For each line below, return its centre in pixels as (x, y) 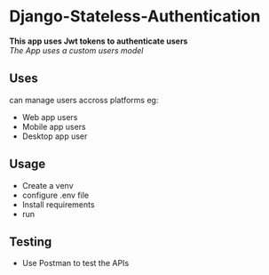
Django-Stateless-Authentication (135, 16)
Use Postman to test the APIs (75, 263)
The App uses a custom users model (76, 50)
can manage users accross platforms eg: (84, 100)
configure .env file (55, 195)
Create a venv (47, 185)
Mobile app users (54, 126)
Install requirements (58, 204)
